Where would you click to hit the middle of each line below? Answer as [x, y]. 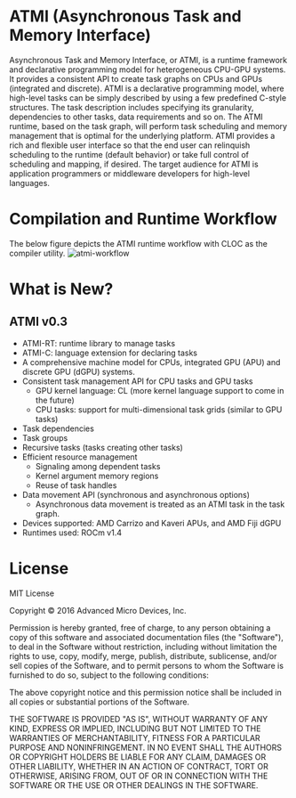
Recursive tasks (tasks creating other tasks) [103, 447]
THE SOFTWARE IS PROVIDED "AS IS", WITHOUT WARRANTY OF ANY [139, 719]
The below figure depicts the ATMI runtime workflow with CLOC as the [139, 243]
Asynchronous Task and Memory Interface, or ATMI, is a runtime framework [148, 60]
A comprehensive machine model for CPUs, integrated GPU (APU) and [151, 362]
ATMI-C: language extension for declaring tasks [110, 353]
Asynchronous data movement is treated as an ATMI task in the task [160, 504]
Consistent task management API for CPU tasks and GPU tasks [137, 381]
